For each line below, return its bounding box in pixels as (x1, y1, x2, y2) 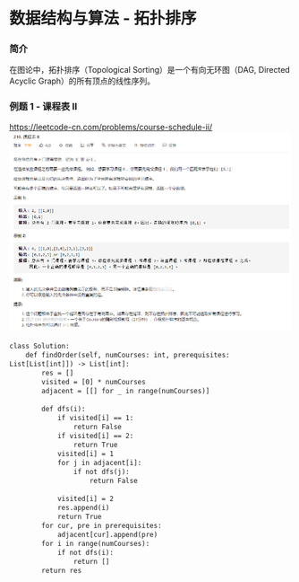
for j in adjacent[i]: (56, 458, 142, 467)
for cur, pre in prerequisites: (41, 521, 163, 530)
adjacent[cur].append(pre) (56, 530, 158, 539)
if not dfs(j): (73, 467, 130, 476)
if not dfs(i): (56, 548, 115, 557)
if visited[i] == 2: (56, 431, 134, 440)
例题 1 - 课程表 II (9, 101, 78, 113)
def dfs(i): (41, 404, 87, 413)
